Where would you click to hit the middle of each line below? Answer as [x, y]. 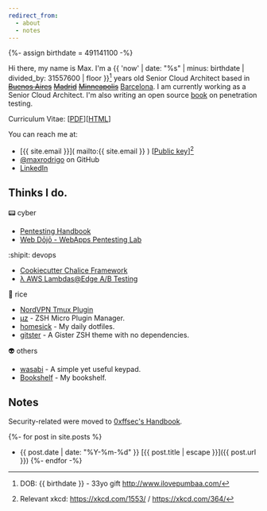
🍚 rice [18, 294]
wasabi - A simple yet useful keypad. [80, 369]
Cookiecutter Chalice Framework [74, 270]
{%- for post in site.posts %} [55, 437]
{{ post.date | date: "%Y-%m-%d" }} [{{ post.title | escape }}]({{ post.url [138, 452]
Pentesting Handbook [55, 230]
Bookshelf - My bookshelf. [63, 377]
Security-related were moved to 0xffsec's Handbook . [95, 421]
